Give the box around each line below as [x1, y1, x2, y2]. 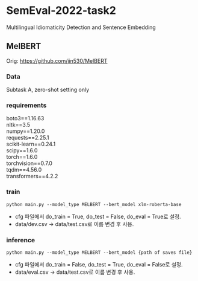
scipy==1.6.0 [6, 147, 38, 154]
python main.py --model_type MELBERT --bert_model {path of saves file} [6, 249, 193, 256]
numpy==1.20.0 [6, 128, 45, 135]
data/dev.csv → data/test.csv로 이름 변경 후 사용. [14, 220, 134, 227]
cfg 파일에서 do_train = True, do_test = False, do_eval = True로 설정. [14, 213, 182, 220]
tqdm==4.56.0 [6, 166, 42, 173]
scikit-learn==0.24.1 [6, 140, 56, 148]
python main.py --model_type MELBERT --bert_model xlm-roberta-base [6, 201, 182, 207]
